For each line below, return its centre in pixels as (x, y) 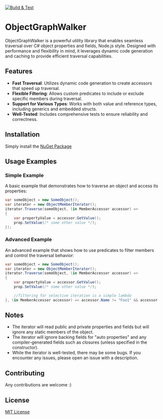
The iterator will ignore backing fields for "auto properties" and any (79, 337)
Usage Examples (31, 161)
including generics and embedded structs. (54, 109)
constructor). (25, 348)
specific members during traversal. (47, 98)
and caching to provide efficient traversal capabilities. (59, 56)
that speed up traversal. (36, 88)
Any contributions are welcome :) (38, 385)
